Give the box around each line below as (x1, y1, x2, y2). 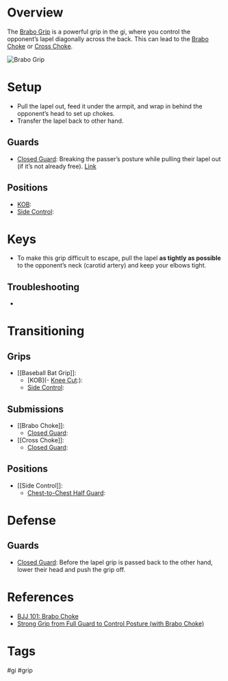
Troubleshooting (7, 281, 80, 293)
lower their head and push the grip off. (16, 565, 125, 573)
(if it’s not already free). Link (16, 162, 97, 170)
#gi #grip (7, 666, 33, 674)
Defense (7, 513, 56, 529)
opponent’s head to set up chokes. (16, 109, 115, 117)
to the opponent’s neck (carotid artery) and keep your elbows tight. (16, 261, 207, 270)
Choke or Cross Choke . (7, 42, 73, 50)
